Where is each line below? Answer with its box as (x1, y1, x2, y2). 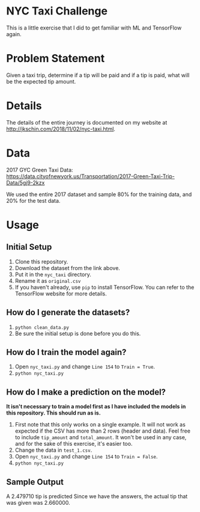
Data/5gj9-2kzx (6, 179, 45, 186)
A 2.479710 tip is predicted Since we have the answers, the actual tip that (6, 493, 188, 500)
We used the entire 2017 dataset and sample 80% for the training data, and (6, 191, 192, 198)
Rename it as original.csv (14, 277, 81, 284)
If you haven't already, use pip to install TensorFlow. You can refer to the (14, 283, 195, 291)
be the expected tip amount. (6, 78, 76, 85)
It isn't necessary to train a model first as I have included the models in (6, 403, 186, 410)
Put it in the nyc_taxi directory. (14, 271, 91, 278)
